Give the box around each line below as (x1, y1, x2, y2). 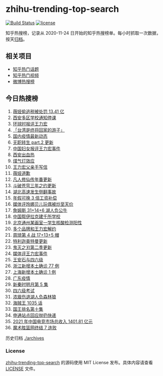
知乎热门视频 (12, 72, 39, 78)
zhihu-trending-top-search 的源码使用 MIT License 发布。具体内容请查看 (5, 359, 153, 365)
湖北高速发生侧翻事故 (12, 189, 56, 195)
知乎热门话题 (12, 66, 39, 72)
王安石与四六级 (12, 256, 43, 262)
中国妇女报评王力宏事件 (12, 145, 61, 151)
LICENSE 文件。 (5, 366, 38, 372)
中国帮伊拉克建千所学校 (12, 213, 61, 219)
